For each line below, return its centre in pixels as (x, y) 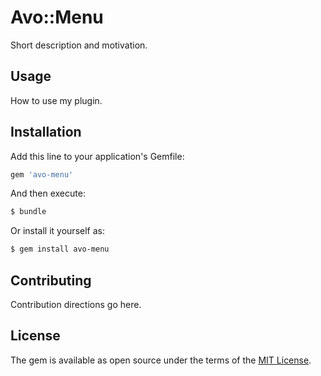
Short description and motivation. (79, 45)
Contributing (51, 280)
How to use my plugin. (56, 100)
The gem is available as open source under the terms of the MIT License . (161, 360)
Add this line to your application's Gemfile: (97, 156)
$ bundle (28, 212)
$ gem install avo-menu (60, 249)
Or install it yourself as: (57, 231)
